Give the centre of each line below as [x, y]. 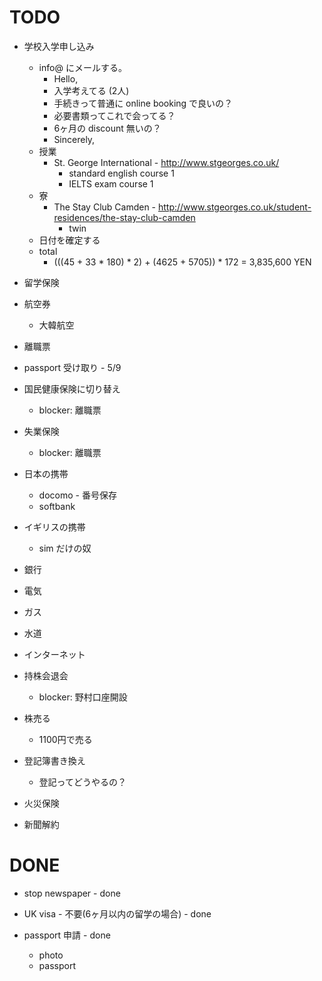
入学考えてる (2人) [91, 90]
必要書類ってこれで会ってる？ [114, 115]
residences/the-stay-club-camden [124, 217]
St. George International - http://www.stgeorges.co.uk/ [166, 162]
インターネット [54, 654]
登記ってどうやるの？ [82, 782]
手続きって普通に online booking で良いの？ [143, 103]
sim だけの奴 [65, 548]
